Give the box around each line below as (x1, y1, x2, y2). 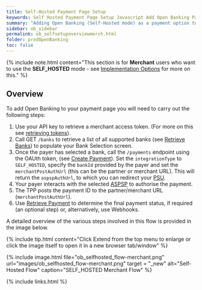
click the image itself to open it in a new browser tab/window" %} (6, 241, 168, 249)
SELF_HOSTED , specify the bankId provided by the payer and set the (14, 161, 179, 168)
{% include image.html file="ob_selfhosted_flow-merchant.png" (6, 253, 165, 261)
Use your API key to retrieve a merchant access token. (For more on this (14, 122, 194, 130)
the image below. (6, 223, 49, 231)
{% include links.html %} (6, 277, 67, 285)
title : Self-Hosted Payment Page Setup (6, 8, 106, 15)
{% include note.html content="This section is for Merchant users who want (6, 58, 195, 66)
